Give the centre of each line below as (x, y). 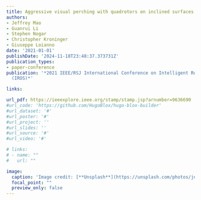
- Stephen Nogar (26, 34)
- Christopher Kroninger (37, 39)
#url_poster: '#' (28, 116)
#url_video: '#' (26, 139)
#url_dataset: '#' (29, 111)
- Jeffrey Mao (24, 23)
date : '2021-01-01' (31, 51)
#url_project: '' (28, 122)
